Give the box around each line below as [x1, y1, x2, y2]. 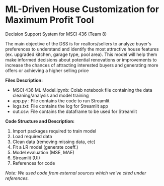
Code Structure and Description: [5, 118, 75, 124]
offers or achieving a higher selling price [5, 67, 89, 74]
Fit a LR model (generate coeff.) [12, 144, 78, 150]
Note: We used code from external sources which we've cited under [5, 170, 147, 176]
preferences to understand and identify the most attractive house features [5, 46, 159, 52]
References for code [12, 160, 55, 166]
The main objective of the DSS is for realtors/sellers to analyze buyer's [5, 40, 152, 46]
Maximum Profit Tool [5, 14, 94, 26]
